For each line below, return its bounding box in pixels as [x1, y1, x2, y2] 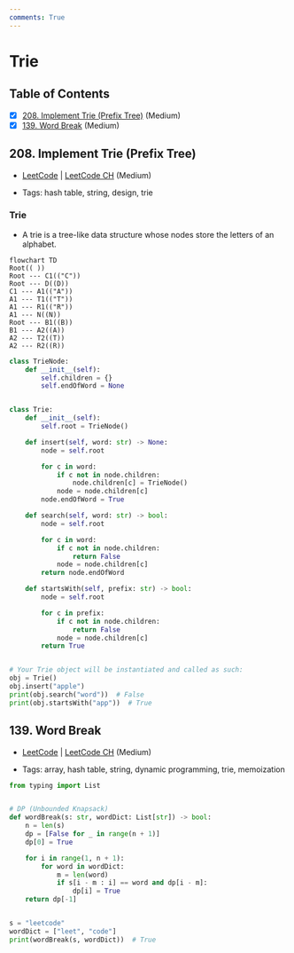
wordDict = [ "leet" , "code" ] [9, 926, 117, 936]
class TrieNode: [9, 357, 69, 366]
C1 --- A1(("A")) [9, 287, 73, 295]
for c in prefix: [41, 609, 104, 618]
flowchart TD [9, 256, 58, 264]
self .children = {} [41, 374, 113, 382]
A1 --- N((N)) [9, 310, 62, 319]
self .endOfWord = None [41, 382, 125, 390]
